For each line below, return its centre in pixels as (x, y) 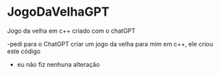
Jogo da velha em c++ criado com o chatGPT (71, 31)
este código (24, 51)
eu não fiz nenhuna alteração (58, 64)
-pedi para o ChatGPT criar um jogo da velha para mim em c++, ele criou (110, 44)
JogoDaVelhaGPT (58, 12)
